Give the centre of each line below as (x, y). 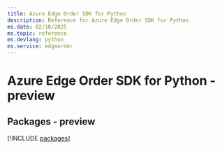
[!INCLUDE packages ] (39, 138)
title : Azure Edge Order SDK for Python (67, 14)
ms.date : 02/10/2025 (37, 27)
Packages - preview (51, 121)
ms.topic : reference (37, 33)
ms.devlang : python (36, 40)
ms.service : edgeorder (40, 46)
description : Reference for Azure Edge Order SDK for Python (98, 20)
